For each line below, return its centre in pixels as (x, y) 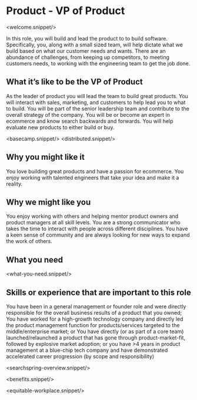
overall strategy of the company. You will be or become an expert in (88, 115)
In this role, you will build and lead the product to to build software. (87, 38)
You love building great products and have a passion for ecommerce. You (95, 171)
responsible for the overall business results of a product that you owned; (94, 313)
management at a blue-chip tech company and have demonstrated (87, 350)
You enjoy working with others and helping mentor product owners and (92, 216)
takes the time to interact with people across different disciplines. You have (97, 229)
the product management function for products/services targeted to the (93, 325)
